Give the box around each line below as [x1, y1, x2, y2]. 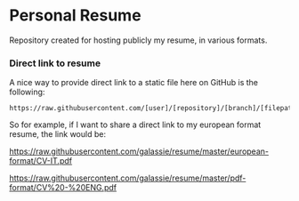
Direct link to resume [9, 57, 101, 69]
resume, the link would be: [9, 129, 107, 140]
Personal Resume [9, 5, 141, 26]
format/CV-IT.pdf [9, 156, 73, 166]
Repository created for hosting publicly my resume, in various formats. [9, 35, 268, 45]
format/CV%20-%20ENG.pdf [9, 182, 117, 193]
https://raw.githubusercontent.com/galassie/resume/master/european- [9, 146, 270, 157]
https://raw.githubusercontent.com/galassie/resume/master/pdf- [9, 173, 246, 183]
